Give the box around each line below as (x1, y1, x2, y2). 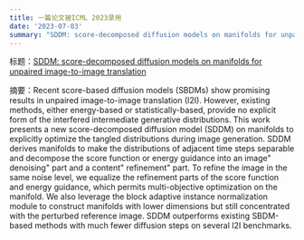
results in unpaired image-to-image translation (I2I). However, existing (9, 95, 271, 106)
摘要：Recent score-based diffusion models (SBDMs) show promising (9, 85, 271, 96)
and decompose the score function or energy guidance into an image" (9, 153, 271, 164)
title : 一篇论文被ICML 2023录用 (9, 13, 122, 23)
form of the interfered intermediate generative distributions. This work (9, 114, 271, 125)
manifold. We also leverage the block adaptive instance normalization (9, 191, 269, 202)
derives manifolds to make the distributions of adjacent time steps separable (9, 143, 295, 154)
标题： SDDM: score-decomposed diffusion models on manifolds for (9, 56, 262, 67)
